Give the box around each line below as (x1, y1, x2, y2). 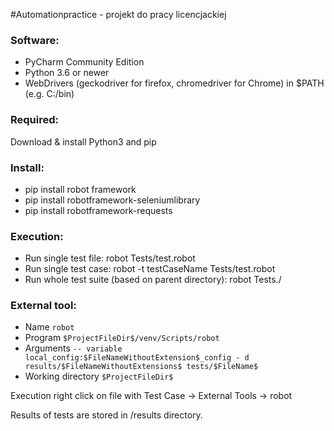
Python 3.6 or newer (24, 67, 110, 79)
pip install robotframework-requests (24, 204, 173, 216)
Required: (10, 113, 60, 127)
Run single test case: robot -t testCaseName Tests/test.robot (24, 263, 276, 275)
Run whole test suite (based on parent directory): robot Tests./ (24, 274, 282, 286)
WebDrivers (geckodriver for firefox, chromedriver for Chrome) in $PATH (24, 77, 325, 89)
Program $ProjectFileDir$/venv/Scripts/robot (24, 332, 220, 344)
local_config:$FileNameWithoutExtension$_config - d (24, 353, 250, 363)
